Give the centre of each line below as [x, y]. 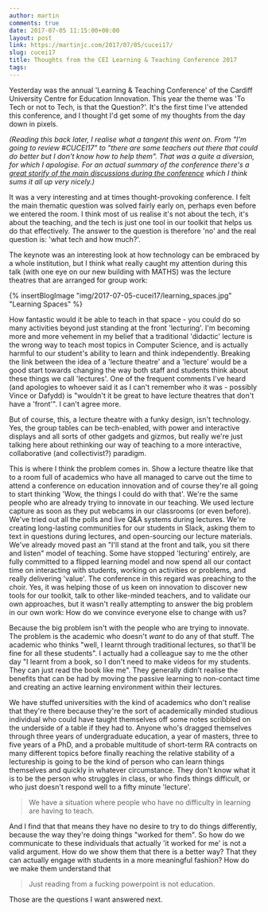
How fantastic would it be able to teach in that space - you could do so [125, 319]
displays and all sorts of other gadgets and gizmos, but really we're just [126, 436]
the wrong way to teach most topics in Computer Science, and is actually [129, 345]
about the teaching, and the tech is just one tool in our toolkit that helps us [131, 222]
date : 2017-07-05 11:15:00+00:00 [64, 30]
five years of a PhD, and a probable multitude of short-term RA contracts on [133, 744]
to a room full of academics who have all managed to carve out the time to [131, 477]
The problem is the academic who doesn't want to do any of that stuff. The [132, 636]
